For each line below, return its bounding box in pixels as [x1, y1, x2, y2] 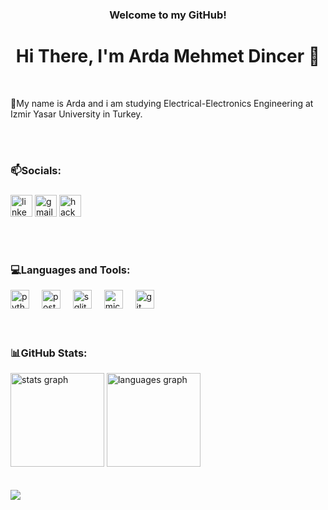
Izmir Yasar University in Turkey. [10, 108, 143, 120]
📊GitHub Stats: [10, 346, 88, 360]
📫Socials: [10, 163, 62, 177]
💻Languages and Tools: [10, 263, 131, 277]
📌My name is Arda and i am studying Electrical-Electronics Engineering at [10, 97, 314, 109]
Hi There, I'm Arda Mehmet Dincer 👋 [15, 45, 321, 68]
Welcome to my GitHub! [109, 8, 227, 22]
